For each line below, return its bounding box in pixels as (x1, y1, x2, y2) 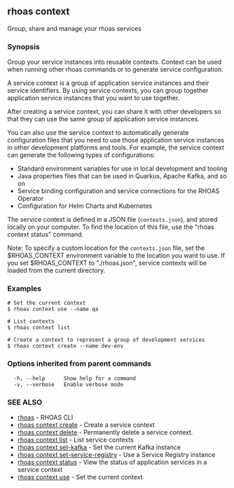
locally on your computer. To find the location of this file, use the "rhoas (7, 223, 214, 231)
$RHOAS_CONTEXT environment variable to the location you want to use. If (7, 251, 226, 260)
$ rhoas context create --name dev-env (7, 343, 124, 350)
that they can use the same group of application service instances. (7, 115, 200, 124)
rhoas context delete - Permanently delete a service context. (17, 428, 193, 436)
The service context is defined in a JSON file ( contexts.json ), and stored (7, 216, 218, 224)
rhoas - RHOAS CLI (17, 414, 74, 421)
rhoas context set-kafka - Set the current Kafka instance (17, 443, 181, 451)
